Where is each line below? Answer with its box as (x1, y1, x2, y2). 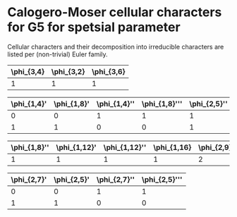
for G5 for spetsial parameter (7, 19, 181, 35)
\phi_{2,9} (197, 142, 232, 152)
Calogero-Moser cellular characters (7, 4, 222, 20)
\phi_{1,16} (152, 142, 192, 152)
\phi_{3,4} (11, 66, 44, 76)
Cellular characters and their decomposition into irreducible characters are (7, 42, 224, 51)
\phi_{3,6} (91, 66, 126, 76)
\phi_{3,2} (51, 66, 85, 76)
